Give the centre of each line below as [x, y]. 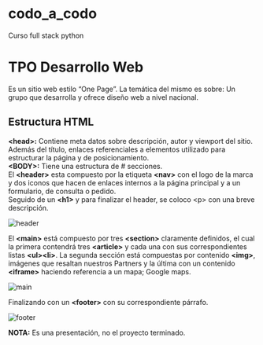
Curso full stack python [46, 35]
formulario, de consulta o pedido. [62, 191]
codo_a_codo [52, 14]
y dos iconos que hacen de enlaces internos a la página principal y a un [124, 182]
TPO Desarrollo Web [76, 67]
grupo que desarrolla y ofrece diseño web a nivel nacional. [104, 97]
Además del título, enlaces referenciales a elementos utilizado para [117, 149]
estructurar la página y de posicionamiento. [79, 157]
